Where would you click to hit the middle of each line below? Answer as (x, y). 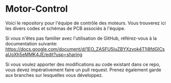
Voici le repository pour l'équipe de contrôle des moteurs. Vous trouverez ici (86, 23)
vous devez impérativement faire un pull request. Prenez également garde (83, 70)
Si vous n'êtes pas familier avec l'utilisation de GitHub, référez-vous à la (81, 38)
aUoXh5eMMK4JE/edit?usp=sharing (44, 54)
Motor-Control (37, 9)
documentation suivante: (31, 43)
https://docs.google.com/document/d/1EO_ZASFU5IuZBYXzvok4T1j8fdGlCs (85, 49)
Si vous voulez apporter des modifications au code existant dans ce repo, (83, 64)
